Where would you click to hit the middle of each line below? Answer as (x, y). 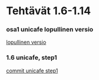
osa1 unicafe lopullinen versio (50, 30)
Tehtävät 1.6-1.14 (49, 11)
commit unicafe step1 (32, 71)
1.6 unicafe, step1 (32, 57)
